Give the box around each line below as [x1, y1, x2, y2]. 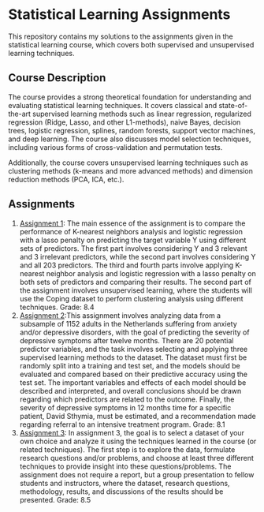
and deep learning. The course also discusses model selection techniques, [8, 134, 251, 144]
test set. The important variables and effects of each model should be [19, 377, 247, 387]
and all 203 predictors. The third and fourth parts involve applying [19, 260, 234, 270]
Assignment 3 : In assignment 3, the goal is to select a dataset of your [19, 428, 244, 437]
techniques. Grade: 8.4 [19, 302, 95, 312]
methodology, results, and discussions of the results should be [19, 487, 224, 496]
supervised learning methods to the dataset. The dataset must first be [19, 353, 247, 362]
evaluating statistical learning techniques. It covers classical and [8, 100, 218, 110]
